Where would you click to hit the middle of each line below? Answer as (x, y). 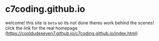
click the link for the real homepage (41, 28)
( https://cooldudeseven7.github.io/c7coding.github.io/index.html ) (72, 33)
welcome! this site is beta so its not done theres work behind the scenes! (79, 23)
